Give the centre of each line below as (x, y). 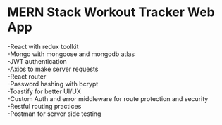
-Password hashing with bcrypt (53, 84)
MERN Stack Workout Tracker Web (111, 12)
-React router (27, 76)
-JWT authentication (37, 61)
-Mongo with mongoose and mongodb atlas (71, 54)
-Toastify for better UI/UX (44, 91)
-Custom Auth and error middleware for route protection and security (108, 98)
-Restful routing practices (44, 106)
